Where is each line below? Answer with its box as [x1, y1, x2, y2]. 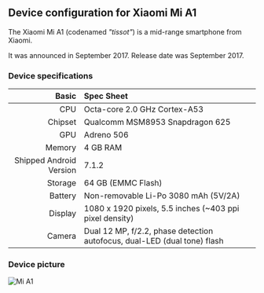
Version [48, 165, 77, 176]
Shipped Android [14, 155, 77, 166]
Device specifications [8, 70, 93, 81]
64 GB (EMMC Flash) [83, 178, 163, 189]
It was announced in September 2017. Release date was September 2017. [8, 50, 244, 60]
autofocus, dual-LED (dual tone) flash [83, 236, 224, 247]
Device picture [8, 259, 65, 270]
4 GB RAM [83, 142, 123, 153]
